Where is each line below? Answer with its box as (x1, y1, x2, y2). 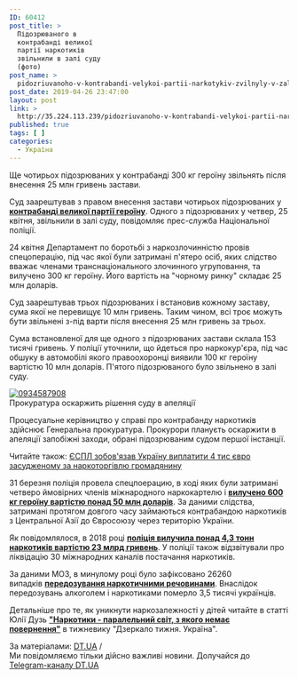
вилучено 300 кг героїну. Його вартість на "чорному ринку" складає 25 (9, 270, 282, 281)
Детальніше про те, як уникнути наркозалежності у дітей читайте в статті (9, 604, 288, 615)
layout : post (9, 95, 58, 105)
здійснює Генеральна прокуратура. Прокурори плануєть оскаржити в (9, 424, 277, 435)
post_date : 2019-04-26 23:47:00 (9, 87, 129, 96)
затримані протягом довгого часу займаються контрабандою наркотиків (9, 506, 286, 516)
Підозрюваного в (17, 29, 77, 38)
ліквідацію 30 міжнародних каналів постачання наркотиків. (9, 551, 236, 562)
